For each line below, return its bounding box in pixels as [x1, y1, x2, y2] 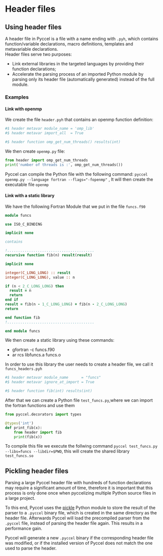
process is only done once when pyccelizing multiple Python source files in [5, 490, 156, 496]
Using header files [5, 23, 62, 31]
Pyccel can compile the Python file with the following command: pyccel [5, 171, 148, 177]
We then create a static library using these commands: [5, 337, 114, 343]
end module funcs [5, 329, 40, 333]
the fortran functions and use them [5, 403, 75, 409]
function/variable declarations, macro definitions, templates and [5, 41, 133, 47]
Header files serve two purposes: [5, 51, 72, 57]
